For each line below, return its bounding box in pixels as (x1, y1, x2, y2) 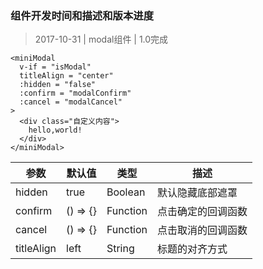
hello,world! (28, 125, 83, 136)
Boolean (106, 185, 146, 199)
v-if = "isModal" (19, 62, 92, 72)
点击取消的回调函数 (157, 223, 248, 237)
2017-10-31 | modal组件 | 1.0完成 (34, 33, 169, 46)
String (106, 242, 135, 256)
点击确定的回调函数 (157, 205, 248, 219)
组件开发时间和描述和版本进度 (10, 8, 155, 22)
